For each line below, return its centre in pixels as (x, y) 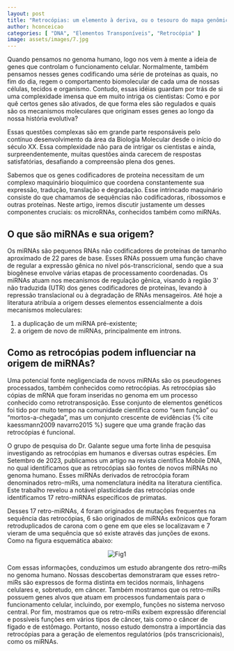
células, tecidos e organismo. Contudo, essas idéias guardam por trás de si (115, 89)
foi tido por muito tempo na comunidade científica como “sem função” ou (112, 410)
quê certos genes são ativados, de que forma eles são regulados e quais (111, 104)
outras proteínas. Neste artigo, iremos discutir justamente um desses (106, 205)
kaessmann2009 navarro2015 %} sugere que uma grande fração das (107, 425)
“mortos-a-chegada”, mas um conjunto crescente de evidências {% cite (110, 417)
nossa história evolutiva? (43, 118)
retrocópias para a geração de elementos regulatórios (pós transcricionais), (116, 634)
